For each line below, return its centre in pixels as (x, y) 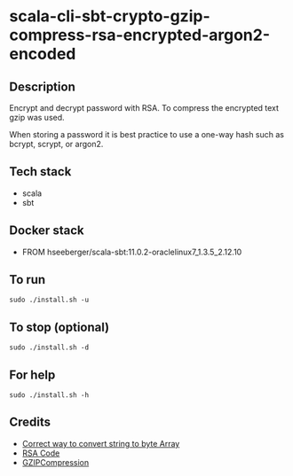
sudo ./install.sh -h (49, 395)
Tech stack (40, 172)
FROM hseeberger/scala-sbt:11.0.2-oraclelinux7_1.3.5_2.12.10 (132, 252)
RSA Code (41, 453)
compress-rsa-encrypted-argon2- (140, 35)
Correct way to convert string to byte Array (101, 443)
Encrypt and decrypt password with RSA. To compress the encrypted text (144, 108)
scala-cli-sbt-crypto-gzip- (110, 16)
